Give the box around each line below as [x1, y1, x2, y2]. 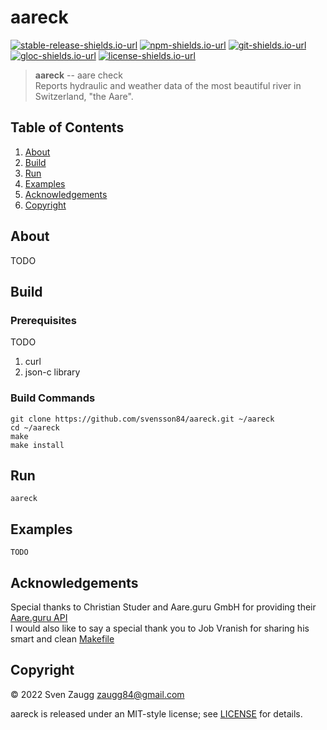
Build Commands [10, 391, 96, 405]
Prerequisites [10, 313, 77, 327]
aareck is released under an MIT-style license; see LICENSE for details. [10, 707, 303, 720]
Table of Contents [10, 119, 125, 136]
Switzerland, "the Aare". [34, 90, 134, 102]
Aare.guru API [10, 611, 68, 623]
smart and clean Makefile [10, 632, 115, 645]
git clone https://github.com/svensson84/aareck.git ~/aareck [10, 414, 275, 424]
